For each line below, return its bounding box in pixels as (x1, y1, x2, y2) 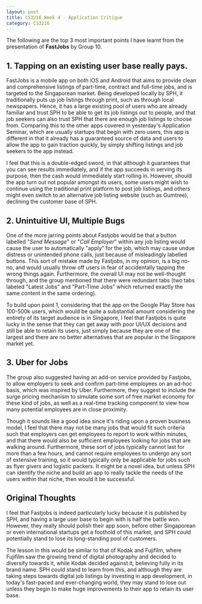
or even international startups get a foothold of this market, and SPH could (6, 528, 191, 536)
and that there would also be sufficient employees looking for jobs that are (6, 437, 191, 444)
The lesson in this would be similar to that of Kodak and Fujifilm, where (6, 546, 182, 554)
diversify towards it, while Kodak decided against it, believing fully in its (6, 559, 184, 566)
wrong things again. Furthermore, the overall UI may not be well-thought (6, 270, 186, 277)
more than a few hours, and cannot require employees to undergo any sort (6, 450, 192, 457)
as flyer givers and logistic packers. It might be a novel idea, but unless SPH (6, 462, 195, 470)
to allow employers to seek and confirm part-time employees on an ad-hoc (6, 380, 192, 387)
